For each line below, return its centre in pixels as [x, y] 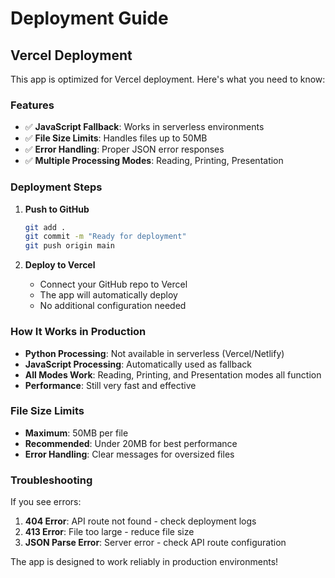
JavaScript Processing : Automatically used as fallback [138, 364]
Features [32, 105]
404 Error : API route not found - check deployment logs [140, 521]
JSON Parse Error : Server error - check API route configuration [155, 543]
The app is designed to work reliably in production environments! [144, 562]
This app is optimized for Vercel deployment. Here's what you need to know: [168, 79]
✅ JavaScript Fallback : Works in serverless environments [144, 127]
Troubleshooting [51, 480]
